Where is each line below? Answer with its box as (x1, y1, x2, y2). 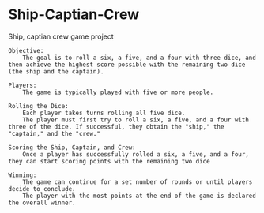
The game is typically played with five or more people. (22, 88, 214, 96)
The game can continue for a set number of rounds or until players (22, 177, 253, 186)
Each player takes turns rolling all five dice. (22, 109, 186, 117)
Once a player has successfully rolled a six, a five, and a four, (22, 150, 249, 159)
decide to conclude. (8, 185, 77, 192)
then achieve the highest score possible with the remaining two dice (8, 61, 246, 69)
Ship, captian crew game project (8, 32, 115, 41)
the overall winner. (8, 199, 77, 207)
